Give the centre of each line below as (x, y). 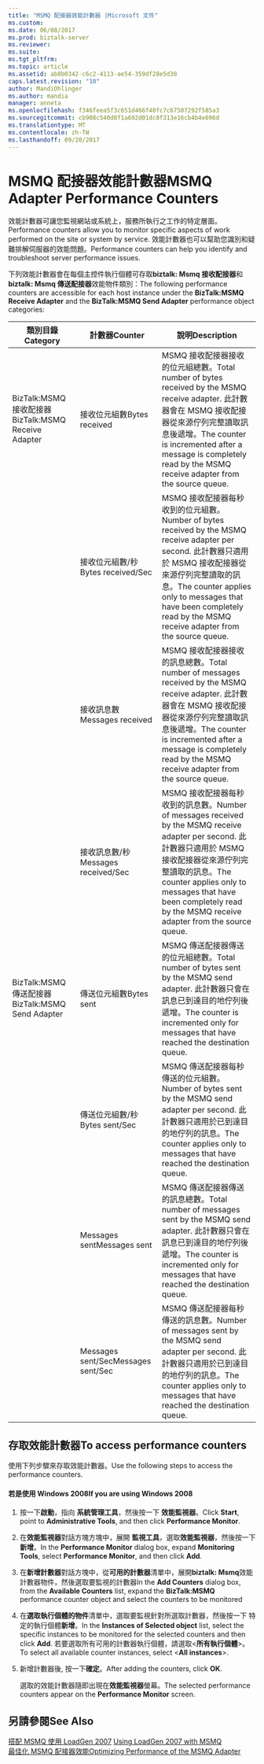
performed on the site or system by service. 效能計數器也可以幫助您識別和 (128, 239)
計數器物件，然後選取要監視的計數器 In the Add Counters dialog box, (130, 1582)
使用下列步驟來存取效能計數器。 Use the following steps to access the (121, 1466)
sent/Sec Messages (115, 1361)
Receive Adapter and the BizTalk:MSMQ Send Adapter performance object (131, 301)
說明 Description (207, 335)
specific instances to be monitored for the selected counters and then (132, 1634)
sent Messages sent (116, 1246)
